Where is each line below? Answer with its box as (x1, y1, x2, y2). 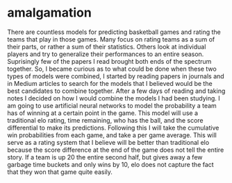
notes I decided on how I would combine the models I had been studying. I (7, 94, 220, 102)
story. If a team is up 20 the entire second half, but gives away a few (7, 152, 203, 161)
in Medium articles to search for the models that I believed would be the (7, 79, 213, 87)
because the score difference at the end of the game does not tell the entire (7, 146, 224, 154)
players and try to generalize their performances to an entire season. (7, 50, 204, 58)
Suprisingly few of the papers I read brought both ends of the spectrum (7, 57, 212, 65)
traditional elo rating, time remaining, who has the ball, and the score (7, 116, 204, 124)
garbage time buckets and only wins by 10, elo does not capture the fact (7, 160, 214, 168)
